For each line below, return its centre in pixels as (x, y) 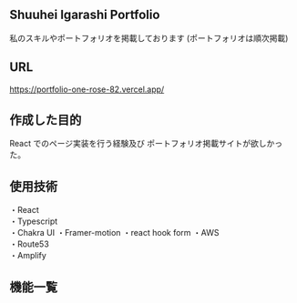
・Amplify (28, 256)
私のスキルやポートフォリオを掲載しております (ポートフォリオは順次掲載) (149, 38)
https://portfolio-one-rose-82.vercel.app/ (87, 89)
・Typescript (34, 221)
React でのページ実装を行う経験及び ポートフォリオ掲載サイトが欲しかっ (146, 144)
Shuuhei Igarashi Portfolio (85, 15)
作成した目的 (46, 121)
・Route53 (30, 244)
